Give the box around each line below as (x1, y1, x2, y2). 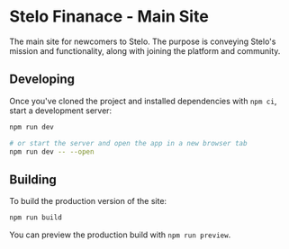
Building (9, 172, 57, 187)
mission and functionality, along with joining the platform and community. (9, 45, 281, 56)
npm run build (9, 213, 63, 222)
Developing (9, 72, 75, 87)
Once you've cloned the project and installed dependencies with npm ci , (9, 95, 277, 106)
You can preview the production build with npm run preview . (9, 229, 231, 240)
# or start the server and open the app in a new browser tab (9, 138, 248, 147)
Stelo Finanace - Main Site (9, 6, 209, 27)
